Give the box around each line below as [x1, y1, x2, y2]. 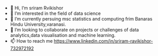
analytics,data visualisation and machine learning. [10, 32, 116, 38]
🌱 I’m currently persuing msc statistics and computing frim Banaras [10, 16, 153, 22]
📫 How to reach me [10, 38, 53, 44]
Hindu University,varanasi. [10, 21, 66, 27]
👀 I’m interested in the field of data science [10, 10, 101, 16]
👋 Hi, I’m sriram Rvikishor [10, 5, 64, 11]
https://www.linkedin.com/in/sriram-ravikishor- [53, 38, 153, 44]
